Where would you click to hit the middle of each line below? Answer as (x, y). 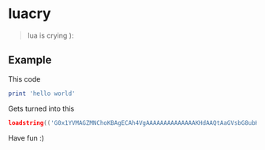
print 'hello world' (42, 93)
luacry (30, 14)
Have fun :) (26, 137)
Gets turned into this (41, 108)
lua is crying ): (50, 35)
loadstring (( (30, 123)
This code (24, 79)
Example (30, 60)
